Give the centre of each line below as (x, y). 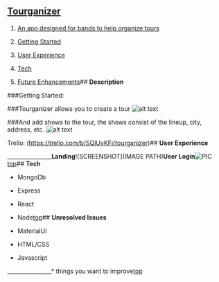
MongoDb (32, 177)
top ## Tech (24, 164)
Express (29, 191)
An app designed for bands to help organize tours (88, 28)
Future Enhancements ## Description (70, 82)
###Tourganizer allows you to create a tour (69, 108)
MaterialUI (32, 231)
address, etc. (26, 129)
